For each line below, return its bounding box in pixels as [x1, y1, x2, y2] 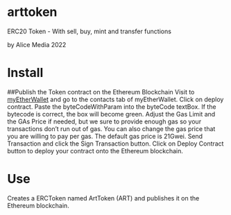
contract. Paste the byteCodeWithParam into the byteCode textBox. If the [7, 102, 216, 111]
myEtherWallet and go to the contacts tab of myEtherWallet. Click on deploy [7, 95, 224, 103]
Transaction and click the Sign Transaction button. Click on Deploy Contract [7, 139, 224, 148]
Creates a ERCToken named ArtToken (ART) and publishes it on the [7, 193, 200, 202]
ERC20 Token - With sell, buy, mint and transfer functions [7, 27, 172, 35]
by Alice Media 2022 [7, 40, 67, 49]
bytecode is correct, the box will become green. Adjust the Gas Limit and [7, 110, 216, 118]
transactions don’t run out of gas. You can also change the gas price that [7, 124, 216, 132]
